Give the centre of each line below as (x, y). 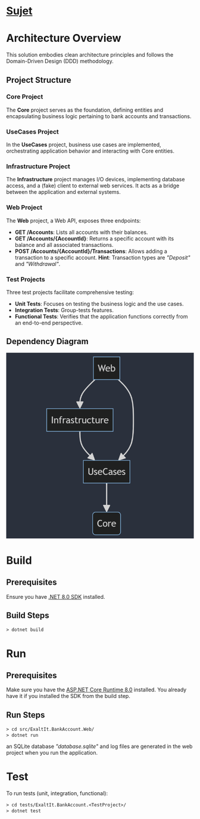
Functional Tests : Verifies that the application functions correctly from (101, 316)
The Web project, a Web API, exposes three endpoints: (74, 220)
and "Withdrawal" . (37, 264)
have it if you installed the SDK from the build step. (68, 696)
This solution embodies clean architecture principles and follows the (90, 55)
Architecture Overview (64, 38)
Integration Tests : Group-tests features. (64, 310)
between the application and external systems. (63, 192)
